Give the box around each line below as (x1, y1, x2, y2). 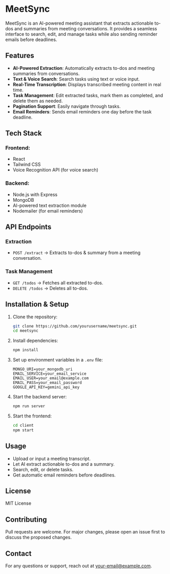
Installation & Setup (5, 300, 69, 309)
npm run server (12, 404, 46, 409)
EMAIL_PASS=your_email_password (12, 380, 82, 386)
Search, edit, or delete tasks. (12, 466, 74, 472)
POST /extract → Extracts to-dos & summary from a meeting (12, 250, 141, 256)
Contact (5, 549, 32, 558)
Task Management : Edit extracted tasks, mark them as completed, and (12, 92, 163, 98)
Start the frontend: (12, 413, 52, 419)
